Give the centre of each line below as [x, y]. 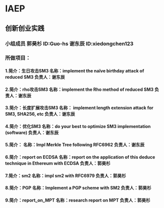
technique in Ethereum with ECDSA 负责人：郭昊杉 [58, 163]
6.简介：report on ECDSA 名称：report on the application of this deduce [80, 157]
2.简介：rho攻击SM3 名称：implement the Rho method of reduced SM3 [79, 89]
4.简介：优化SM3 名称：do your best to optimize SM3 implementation [78, 126]
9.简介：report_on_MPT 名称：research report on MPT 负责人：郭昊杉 [78, 200]
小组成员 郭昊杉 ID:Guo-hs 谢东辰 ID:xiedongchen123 [69, 44]
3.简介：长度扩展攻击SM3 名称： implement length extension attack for [79, 108]
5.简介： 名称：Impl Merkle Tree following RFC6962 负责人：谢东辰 [75, 145]
